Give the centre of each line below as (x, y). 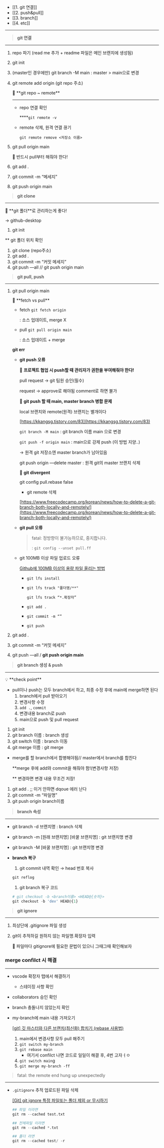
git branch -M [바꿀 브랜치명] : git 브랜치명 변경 (58, 847)
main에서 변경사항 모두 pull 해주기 (52, 1038)
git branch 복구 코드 (39, 887)
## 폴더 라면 (23, 1136)
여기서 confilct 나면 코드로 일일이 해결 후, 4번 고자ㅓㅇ (78, 1055)
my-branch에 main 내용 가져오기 (44, 1018)
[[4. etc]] (21, 23)
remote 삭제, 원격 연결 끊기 (45, 127)
